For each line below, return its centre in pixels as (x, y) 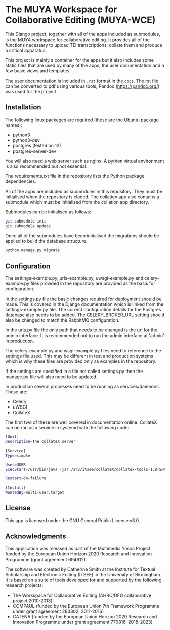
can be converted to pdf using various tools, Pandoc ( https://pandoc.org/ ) (82, 86)
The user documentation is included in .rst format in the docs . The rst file (82, 81)
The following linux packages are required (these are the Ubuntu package (82, 120)
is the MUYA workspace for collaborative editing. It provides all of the (78, 40)
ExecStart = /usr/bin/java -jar (37, 469)
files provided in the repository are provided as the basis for (93, 284)
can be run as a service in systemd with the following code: (67, 428)
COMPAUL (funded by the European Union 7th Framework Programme (86, 606)
